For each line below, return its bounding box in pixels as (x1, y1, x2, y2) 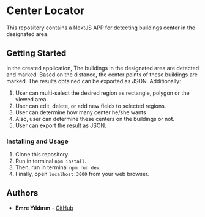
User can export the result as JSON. (15, 122, 107, 129)
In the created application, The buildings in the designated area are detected (6, 64, 199, 72)
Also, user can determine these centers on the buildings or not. (15, 115, 175, 122)
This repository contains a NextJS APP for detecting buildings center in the (6, 24, 196, 31)
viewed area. (15, 95, 48, 103)
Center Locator (6, 4, 85, 18)
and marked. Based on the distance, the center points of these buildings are (6, 71, 198, 78)
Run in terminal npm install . (15, 157, 87, 165)
